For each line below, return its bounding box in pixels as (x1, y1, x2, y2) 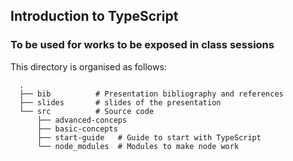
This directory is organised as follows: (10, 60, 167, 73)
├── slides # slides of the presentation (19, 97, 222, 108)
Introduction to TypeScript (10, 8, 179, 25)
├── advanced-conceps (36, 115, 128, 125)
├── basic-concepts (36, 124, 118, 134)
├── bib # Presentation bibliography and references (19, 89, 284, 99)
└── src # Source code (19, 106, 155, 116)
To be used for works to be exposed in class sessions (10, 38, 275, 52)
